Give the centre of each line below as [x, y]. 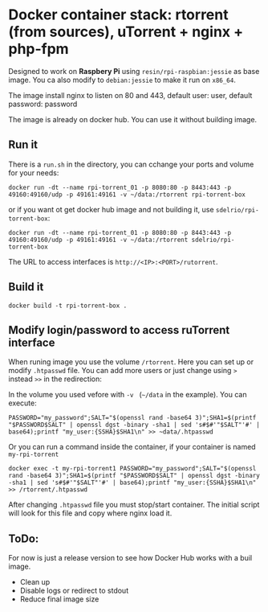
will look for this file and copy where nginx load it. [90, 513]
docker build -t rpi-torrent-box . [68, 306]
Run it [23, 145]
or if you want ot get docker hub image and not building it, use [111, 209]
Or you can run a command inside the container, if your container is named [132, 447]
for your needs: [34, 173]
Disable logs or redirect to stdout [74, 591]
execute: [23, 403]
